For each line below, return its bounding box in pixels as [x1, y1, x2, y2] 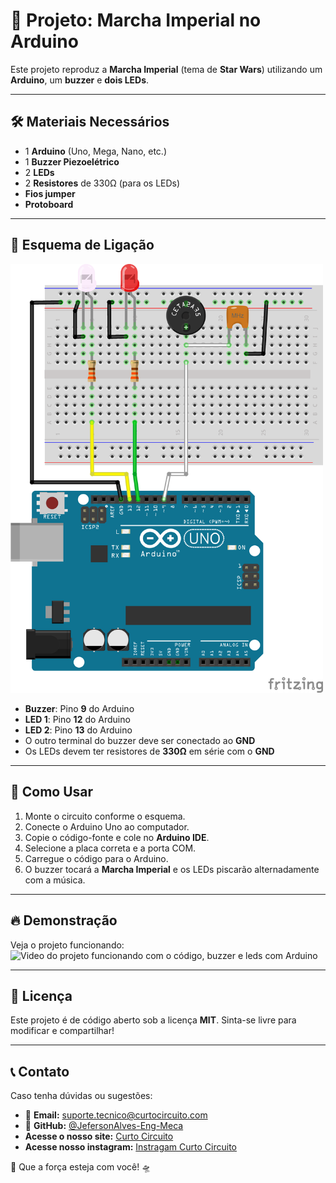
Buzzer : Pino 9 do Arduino [24, 702, 135, 714]
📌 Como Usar [10, 784, 94, 801]
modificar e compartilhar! [10, 1025, 115, 1037]
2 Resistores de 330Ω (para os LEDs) [24, 177, 181, 189]
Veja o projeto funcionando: [10, 939, 125, 951]
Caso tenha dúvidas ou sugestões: [10, 1090, 153, 1102]
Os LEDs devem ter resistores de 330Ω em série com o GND [24, 745, 275, 757]
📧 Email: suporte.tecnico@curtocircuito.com [24, 1109, 208, 1121]
